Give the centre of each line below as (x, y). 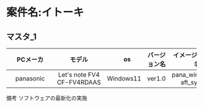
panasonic (30, 78)
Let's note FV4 (79, 75)
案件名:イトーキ (45, 12)
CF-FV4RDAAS (79, 82)
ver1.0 (156, 78)
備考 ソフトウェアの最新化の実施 (47, 98)
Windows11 (124, 78)
